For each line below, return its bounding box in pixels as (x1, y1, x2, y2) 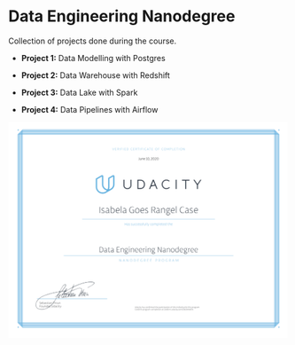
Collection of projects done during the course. (8, 35, 177, 46)
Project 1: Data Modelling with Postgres (20, 52, 166, 63)
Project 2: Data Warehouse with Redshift (20, 69, 170, 81)
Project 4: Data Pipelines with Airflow (20, 104, 159, 114)
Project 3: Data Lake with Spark (20, 87, 138, 98)
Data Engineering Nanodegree (8, 6, 236, 27)
